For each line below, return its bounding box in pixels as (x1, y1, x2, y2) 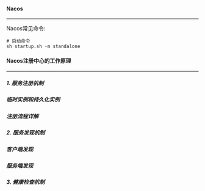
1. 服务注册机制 (6, 80, 44, 86)
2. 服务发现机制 (6, 129, 45, 136)
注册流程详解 (6, 113, 38, 120)
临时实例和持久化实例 (6, 96, 60, 103)
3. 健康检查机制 (6, 178, 45, 186)
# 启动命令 (6, 38, 31, 44)
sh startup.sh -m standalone (6, 43, 81, 50)
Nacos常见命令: (6, 25, 46, 32)
